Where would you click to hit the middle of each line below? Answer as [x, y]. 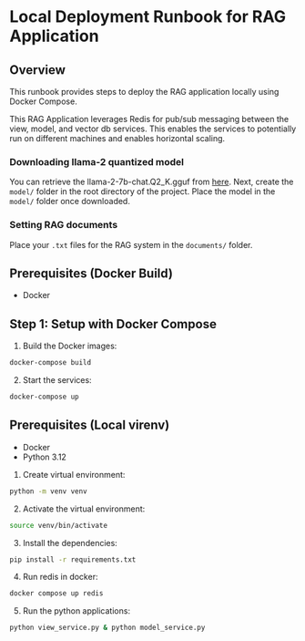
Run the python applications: [76, 611]
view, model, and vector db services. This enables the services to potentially [153, 129]
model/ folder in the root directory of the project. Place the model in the [142, 191]
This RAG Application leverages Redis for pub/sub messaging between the [149, 119]
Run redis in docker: [60, 577]
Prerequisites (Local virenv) [90, 425]
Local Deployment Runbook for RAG [148, 17]
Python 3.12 [44, 457]
